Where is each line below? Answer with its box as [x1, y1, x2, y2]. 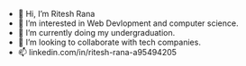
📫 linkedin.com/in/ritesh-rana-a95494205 [17, 47, 178, 57]
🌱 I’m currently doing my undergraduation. [17, 28, 176, 37]
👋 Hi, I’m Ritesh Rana [17, 9, 96, 19]
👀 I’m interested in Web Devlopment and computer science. [17, 18, 239, 29]
